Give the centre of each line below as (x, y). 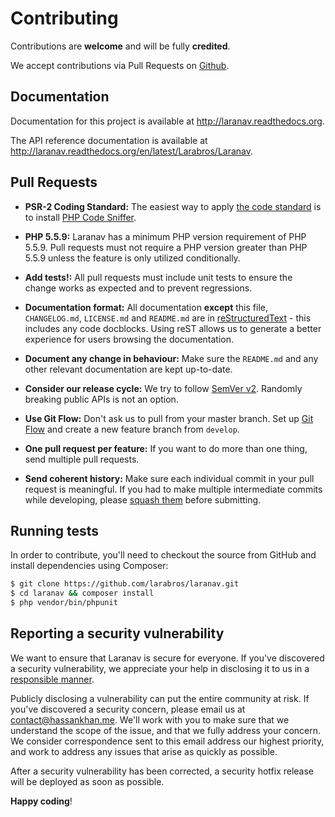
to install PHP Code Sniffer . (80, 217)
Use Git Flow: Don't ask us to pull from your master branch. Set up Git (169, 418)
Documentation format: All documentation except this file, (146, 307)
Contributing (64, 18)
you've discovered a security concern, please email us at (128, 709)
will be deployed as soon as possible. (87, 781)
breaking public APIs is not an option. (101, 399)
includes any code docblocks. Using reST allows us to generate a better (173, 328)
